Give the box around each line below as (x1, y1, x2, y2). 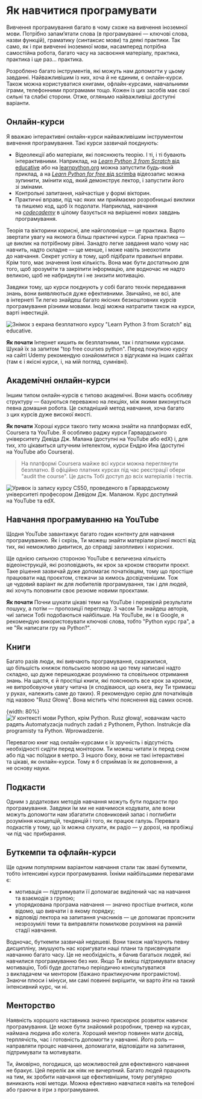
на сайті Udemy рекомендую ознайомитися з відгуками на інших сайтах (6, 351, 194, 359)
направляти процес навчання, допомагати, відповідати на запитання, (6, 1042, 186, 1050)
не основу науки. (6, 764, 51, 772)
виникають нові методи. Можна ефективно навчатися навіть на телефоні (6, 1079, 195, 1086)
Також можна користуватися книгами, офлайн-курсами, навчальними (6, 80, 189, 87)
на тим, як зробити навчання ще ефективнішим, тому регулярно (6, 1073, 172, 1080)
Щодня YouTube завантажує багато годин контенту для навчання (6, 530, 175, 537)
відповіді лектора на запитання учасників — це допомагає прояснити (14, 913, 195, 920)
